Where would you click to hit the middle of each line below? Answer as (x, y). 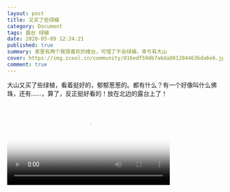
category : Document (35, 26)
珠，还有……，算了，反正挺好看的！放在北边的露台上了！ (87, 93)
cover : (16, 58)
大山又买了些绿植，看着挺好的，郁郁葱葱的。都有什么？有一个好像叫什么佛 (112, 85)
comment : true (27, 64)
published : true (30, 45)
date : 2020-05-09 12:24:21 (46, 39)
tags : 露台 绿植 (28, 33)
